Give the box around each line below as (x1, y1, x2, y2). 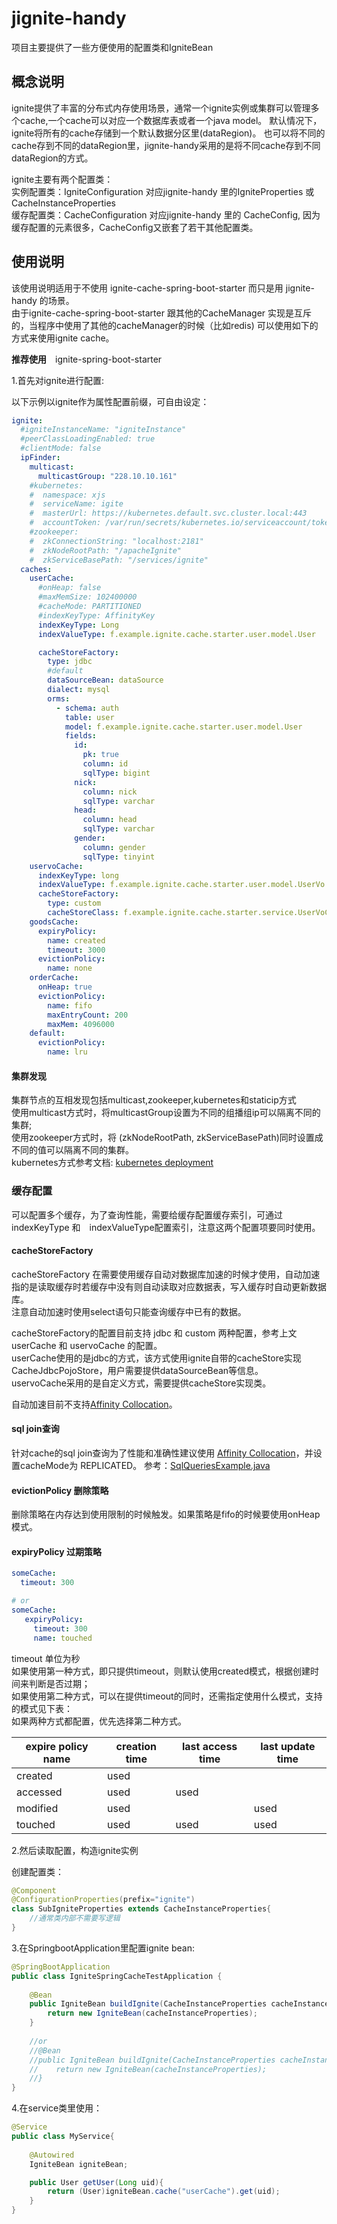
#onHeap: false (37, 583, 102, 593)
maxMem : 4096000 (47, 1019, 115, 1029)
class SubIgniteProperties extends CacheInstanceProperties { (11, 1904, 272, 1914)
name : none (47, 963, 93, 974)
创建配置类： (11, 1865, 64, 1877)
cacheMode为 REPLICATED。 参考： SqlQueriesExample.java (19, 1459, 271, 1471)
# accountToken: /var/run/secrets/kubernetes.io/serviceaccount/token (29, 518, 334, 528)
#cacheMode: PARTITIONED (37, 602, 142, 612)
